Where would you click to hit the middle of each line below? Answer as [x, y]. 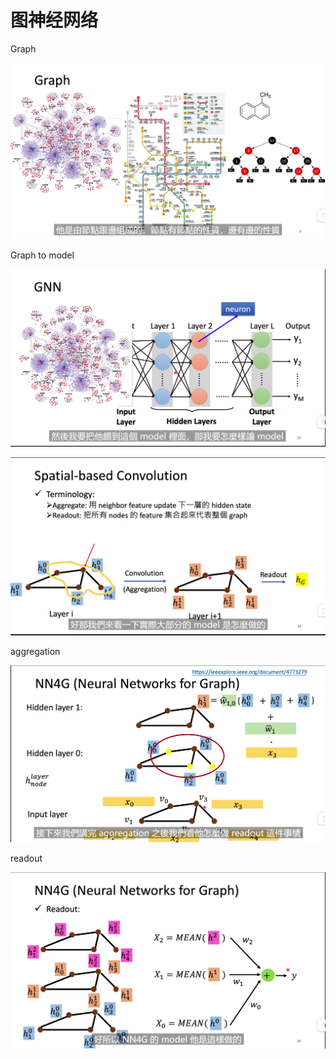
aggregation [35, 652]
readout [26, 858]
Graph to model [42, 255]
